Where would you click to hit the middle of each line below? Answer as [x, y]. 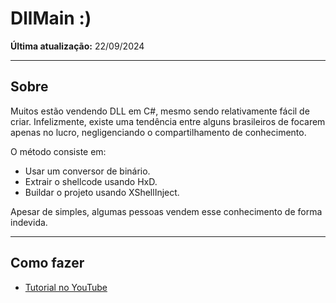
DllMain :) [51, 18]
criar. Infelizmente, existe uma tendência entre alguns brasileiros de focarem [168, 121]
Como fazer [47, 263]
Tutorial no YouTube [66, 287]
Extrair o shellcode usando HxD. [91, 181]
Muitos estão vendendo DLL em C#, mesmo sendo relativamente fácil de [160, 111]
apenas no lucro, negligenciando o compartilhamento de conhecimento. [158, 132]
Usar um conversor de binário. [87, 171]
